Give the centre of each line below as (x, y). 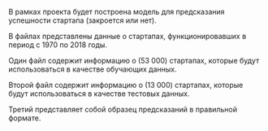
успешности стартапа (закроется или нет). (82, 20)
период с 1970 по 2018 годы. (58, 45)
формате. (25, 118)
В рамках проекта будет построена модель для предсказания (117, 12)
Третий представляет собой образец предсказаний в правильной (123, 109)
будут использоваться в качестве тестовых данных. (99, 94)
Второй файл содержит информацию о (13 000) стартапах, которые (126, 85)
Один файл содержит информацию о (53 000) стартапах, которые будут (134, 61)
